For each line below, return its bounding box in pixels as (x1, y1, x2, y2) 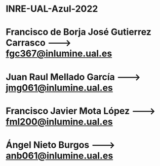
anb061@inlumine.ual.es (6, 150, 113, 161)
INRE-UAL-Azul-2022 (6, 3, 98, 15)
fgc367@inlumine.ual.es (6, 48, 112, 59)
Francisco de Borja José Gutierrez (6, 26, 151, 38)
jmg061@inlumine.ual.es (6, 82, 113, 93)
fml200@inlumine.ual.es (6, 116, 113, 127)
